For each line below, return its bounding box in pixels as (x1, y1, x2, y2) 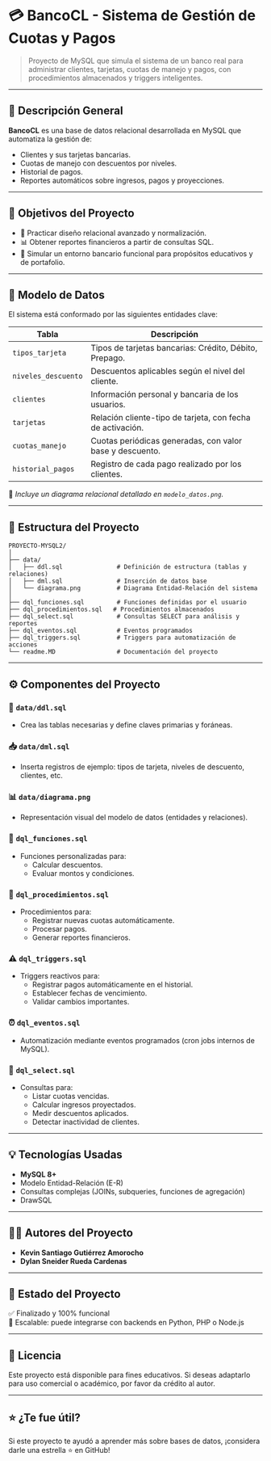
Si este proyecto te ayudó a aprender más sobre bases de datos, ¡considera (8, 1436, 261, 1446)
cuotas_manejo (12, 441, 67, 451)
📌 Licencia (8, 1349, 62, 1362)
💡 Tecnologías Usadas (8, 1148, 123, 1162)
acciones (8, 641, 38, 649)
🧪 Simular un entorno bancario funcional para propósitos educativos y (19, 248, 253, 259)
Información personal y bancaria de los (90, 389, 239, 400)
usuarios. (90, 399, 126, 411)
